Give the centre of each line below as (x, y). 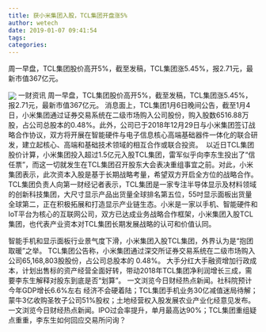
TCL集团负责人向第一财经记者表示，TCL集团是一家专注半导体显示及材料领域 (133, 185)
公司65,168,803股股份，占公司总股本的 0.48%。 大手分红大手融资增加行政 (129, 261)
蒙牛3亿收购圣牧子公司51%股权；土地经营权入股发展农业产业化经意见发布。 (132, 300)
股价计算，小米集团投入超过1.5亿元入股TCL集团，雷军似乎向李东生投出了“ (128, 155)
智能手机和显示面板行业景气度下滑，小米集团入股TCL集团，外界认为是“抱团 (131, 241)
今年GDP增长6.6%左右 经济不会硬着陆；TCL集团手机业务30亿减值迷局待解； (133, 291)
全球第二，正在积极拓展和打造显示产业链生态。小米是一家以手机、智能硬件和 (133, 204)
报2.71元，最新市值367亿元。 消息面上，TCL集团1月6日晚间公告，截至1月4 (129, 105)
